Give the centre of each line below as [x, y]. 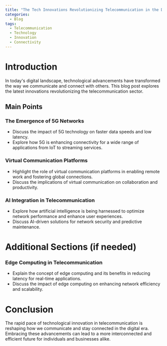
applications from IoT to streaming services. [57, 148]
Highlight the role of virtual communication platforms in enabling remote [86, 171]
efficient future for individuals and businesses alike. [58, 339]
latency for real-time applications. [47, 279]
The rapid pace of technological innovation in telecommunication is [74, 323]
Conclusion [29, 309]
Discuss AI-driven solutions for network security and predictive [77, 222]
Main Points [24, 107]
